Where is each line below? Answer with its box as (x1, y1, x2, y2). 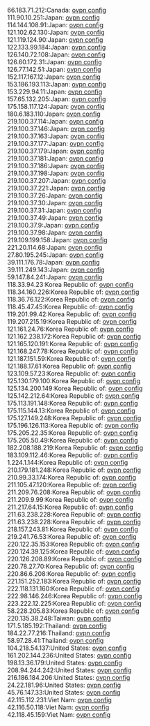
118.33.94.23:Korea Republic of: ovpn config (7, 281, 134, 288)
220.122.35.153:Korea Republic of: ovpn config (7, 540, 140, 548)
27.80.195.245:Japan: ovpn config (7, 251, 104, 259)
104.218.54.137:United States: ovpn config (7, 644, 127, 652)
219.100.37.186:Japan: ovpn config (7, 162, 106, 170)
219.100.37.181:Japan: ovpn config (7, 154, 104, 163)
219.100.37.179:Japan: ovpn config (7, 147, 105, 155)
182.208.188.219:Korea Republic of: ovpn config (7, 443, 144, 452)
